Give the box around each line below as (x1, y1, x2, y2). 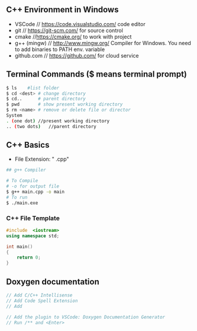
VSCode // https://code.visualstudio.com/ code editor (14, 20, 146, 27)
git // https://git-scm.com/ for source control (14, 27, 123, 34)
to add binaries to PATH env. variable (14, 46, 105, 53)
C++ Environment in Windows (6, 5, 119, 15)
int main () (6, 243, 33, 250)
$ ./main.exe (6, 200, 38, 206)
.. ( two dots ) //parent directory (6, 123, 96, 129)
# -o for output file (6, 183, 60, 189)
